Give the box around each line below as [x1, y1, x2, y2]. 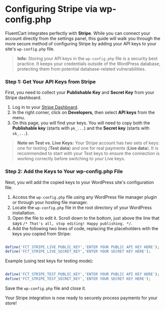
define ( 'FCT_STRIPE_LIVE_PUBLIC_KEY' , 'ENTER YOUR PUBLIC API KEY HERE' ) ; [5, 244, 160, 249]
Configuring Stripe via [5, 3, 98, 15]
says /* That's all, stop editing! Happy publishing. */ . [12, 220, 132, 226]
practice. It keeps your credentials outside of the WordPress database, [17, 61, 161, 67]
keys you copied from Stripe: [12, 231, 71, 237]
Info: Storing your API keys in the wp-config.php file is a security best [17, 55, 158, 61]
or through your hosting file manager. [12, 199, 88, 205]
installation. [12, 209, 36, 215]
